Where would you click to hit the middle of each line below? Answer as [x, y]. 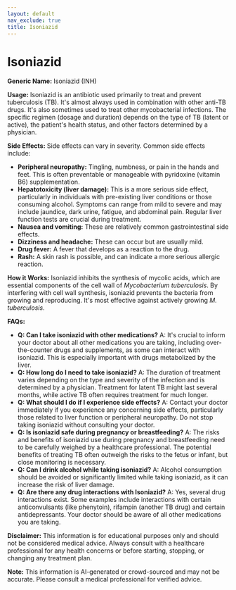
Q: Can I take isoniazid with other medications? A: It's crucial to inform [121, 335]
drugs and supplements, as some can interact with [127, 350]
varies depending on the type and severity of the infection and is [111, 380]
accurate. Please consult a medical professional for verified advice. [105, 579]
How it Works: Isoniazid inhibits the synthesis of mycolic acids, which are [114, 278]
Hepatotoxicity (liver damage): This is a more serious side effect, [113, 189]
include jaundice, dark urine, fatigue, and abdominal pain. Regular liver [119, 212]
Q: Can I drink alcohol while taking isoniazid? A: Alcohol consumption [120, 470]
